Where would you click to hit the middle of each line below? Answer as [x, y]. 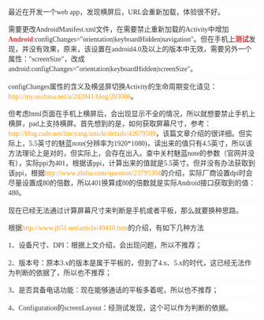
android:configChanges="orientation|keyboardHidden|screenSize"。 [103, 69]
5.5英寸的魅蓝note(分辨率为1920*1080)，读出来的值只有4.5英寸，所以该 [141, 144]
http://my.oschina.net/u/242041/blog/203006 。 [73, 96]
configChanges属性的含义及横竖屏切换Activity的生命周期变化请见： [113, 87]
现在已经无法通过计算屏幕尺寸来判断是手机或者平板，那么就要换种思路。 [125, 211]
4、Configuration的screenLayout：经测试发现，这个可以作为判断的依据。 [120, 308]
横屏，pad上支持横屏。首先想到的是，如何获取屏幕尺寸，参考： [110, 124]
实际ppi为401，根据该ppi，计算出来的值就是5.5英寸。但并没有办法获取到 [140, 164]
